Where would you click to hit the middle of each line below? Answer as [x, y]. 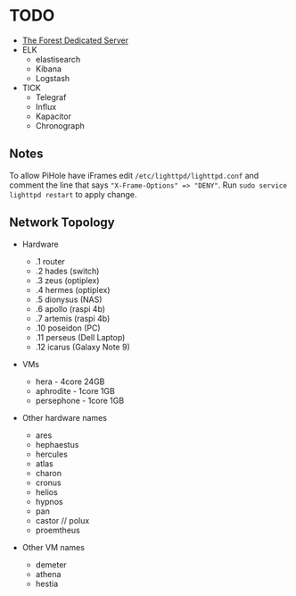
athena [48, 574]
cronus [48, 483]
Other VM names [53, 547]
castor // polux [62, 520]
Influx [46, 106]
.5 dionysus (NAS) [69, 299]
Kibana [49, 69]
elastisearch [58, 59]
